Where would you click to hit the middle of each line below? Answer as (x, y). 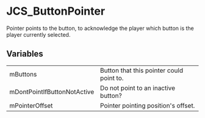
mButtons (23, 74)
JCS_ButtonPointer (56, 11)
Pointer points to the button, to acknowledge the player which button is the (100, 28)
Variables (25, 54)
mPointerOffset (31, 105)
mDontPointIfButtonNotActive (52, 92)
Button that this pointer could (142, 70)
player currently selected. (38, 34)
